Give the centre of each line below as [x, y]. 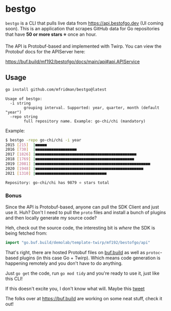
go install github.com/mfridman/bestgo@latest [56, 89]
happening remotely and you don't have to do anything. [64, 263]
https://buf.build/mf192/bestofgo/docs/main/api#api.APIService [73, 61]
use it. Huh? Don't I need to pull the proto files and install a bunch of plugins [85, 212]
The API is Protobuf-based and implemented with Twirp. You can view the [83, 46]
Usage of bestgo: [24, 99]
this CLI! [14, 278]
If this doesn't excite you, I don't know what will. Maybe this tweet [75, 288]
